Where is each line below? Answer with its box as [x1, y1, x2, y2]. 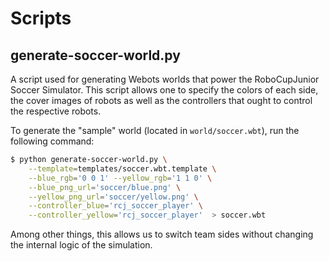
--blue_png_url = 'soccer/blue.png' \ [28, 182, 182, 192]
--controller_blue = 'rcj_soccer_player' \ [28, 201, 203, 211]
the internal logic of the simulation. [10, 239, 153, 251]
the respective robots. [10, 105, 102, 117]
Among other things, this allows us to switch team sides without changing [10, 228, 314, 241]
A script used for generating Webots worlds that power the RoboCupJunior [10, 73, 320, 85]
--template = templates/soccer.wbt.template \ [28, 163, 217, 174]
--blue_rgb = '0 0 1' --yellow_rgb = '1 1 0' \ [28, 173, 213, 183]
